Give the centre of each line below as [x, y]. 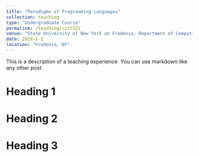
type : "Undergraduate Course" [44, 22]
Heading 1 [31, 92]
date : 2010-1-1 [25, 39]
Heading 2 [32, 119]
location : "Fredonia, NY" [38, 45]
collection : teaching [33, 17]
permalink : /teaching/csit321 [44, 28]
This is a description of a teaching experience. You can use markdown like [97, 61]
